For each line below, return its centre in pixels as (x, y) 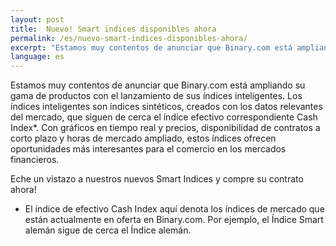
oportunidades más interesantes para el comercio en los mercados (148, 149)
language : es (37, 57)
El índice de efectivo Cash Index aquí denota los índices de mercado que (174, 209)
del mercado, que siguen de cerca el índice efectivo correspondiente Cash (164, 117)
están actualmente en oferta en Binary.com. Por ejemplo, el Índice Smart (174, 220)
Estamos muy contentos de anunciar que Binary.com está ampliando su (158, 85)
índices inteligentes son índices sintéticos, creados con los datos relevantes (166, 107)
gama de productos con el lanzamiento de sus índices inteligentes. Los (156, 96)
